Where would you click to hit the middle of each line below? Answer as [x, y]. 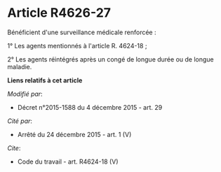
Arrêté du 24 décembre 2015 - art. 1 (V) [74, 134]
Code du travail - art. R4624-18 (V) [68, 162]
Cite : [14, 148]
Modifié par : [25, 94]
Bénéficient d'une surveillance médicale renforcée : [82, 32]
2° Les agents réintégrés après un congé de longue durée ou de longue [110, 59]
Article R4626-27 [59, 13]
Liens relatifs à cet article [45, 80]
